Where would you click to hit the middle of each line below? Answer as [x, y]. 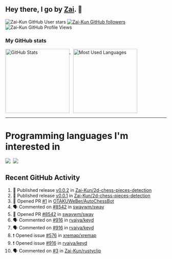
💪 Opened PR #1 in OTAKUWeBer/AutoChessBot [63, 201]
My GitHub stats [26, 41]
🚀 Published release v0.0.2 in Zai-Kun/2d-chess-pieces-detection [82, 190]
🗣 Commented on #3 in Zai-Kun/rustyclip [57, 251]
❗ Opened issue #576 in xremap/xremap [55, 235]
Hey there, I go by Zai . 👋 [44, 9]
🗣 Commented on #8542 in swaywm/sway [58, 207]
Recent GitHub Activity [43, 178]
